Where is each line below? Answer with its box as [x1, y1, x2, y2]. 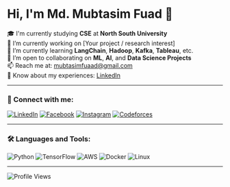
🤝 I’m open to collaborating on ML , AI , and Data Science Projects [7, 53, 192, 62]
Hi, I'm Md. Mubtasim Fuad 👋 [7, 6, 173, 22]
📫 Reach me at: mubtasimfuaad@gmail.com [7, 61, 133, 69]
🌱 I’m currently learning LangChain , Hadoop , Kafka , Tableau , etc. [7, 46, 194, 54]
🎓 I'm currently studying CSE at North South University [7, 29, 168, 37]
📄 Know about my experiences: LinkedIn [7, 71, 121, 79]
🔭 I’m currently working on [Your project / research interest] [7, 39, 176, 47]
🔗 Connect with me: [7, 95, 74, 104]
